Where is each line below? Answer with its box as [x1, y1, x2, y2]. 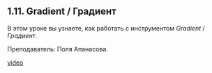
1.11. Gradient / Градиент [7, 6, 117, 17]
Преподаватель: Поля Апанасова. [7, 44, 108, 53]
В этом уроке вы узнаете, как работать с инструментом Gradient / [7, 24, 206, 32]
